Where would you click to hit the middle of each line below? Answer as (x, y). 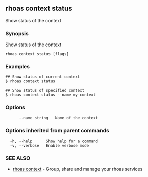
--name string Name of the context (58, 118)
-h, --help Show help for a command (54, 141)
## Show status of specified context (45, 91)
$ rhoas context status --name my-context (51, 95)
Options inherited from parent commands (57, 130)
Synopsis (17, 33)
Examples (18, 67)
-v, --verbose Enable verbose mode (50, 146)
